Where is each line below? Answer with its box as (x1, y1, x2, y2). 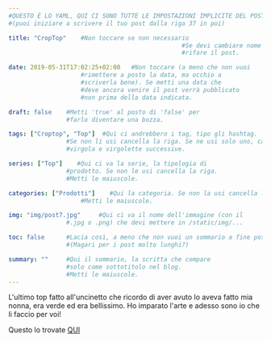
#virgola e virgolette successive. (65, 145, 186, 153)
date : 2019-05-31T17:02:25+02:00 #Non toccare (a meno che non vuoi (8, 64, 251, 72)
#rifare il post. (181, 49, 240, 57)
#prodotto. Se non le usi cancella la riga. (65, 167, 219, 175)
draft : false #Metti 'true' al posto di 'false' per (8, 108, 200, 116)
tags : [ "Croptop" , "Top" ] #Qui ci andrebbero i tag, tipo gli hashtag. (8, 130, 258, 138)
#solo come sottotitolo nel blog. (65, 263, 182, 271)
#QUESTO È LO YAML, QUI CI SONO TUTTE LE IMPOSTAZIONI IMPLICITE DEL (8, 11, 248, 20)
